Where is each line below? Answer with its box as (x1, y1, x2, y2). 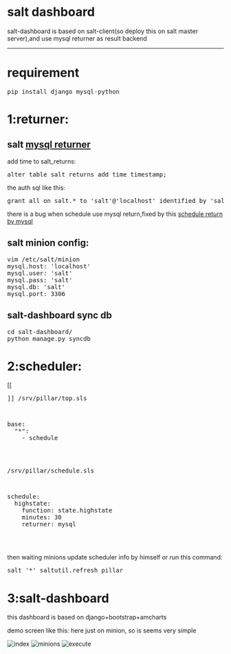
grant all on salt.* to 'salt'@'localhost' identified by (7, 197, 207, 204)
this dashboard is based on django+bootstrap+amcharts (7, 613, 167, 622)
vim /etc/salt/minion (7, 255, 80, 263)
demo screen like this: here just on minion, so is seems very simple (7, 626, 197, 635)
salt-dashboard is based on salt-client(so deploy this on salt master (7, 27, 198, 35)
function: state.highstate (21, 506, 113, 515)
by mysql (7, 217, 33, 225)
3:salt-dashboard (7, 591, 109, 606)
